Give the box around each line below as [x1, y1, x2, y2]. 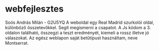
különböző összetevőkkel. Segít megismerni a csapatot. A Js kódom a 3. [5, 24, 151, 30]
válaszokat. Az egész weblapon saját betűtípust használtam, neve [5, 35, 138, 41]
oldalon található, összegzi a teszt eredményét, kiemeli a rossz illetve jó [5, 30, 149, 35]
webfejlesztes [5, 3, 64, 15]
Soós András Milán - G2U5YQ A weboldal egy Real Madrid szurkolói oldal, [5, 19, 155, 25]
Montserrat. [5, 40, 29, 46]
